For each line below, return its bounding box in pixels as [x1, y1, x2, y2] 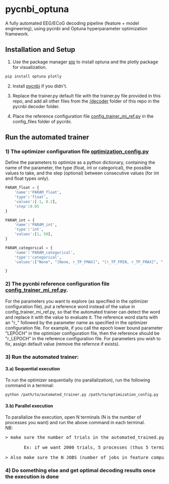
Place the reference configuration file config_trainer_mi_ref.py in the [12, 113, 154, 119]
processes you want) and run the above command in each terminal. [5, 419, 145, 425]
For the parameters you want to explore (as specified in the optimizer [5, 298, 148, 304]
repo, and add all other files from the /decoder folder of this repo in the [12, 98, 160, 104]
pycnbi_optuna [5, 4, 69, 15]
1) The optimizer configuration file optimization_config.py [5, 148, 149, 155]
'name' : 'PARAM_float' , [14, 190, 62, 195]
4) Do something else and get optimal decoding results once [5, 466, 156, 473]
